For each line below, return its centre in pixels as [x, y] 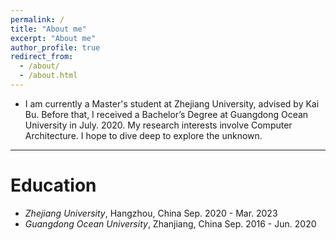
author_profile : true [55, 47]
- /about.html [48, 76]
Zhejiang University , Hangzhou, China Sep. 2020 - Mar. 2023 [151, 213]
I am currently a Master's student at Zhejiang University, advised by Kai [172, 103]
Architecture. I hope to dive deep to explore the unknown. [143, 135]
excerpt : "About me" [53, 38]
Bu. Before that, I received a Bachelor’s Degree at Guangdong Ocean [166, 114]
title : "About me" [48, 29]
